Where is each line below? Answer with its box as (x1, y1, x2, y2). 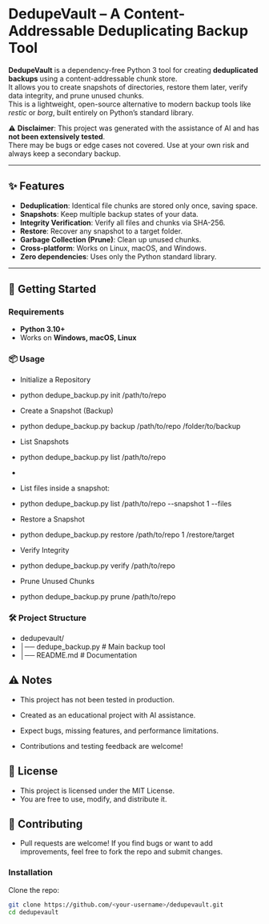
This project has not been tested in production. (19, 694, 175, 704)
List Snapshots (19, 437, 70, 446)
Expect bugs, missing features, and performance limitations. (19, 726, 219, 735)
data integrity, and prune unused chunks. (8, 90, 144, 100)
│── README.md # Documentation (19, 650, 138, 660)
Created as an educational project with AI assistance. (19, 710, 196, 720)
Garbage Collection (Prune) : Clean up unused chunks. (19, 234, 202, 244)
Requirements (8, 306, 65, 318)
